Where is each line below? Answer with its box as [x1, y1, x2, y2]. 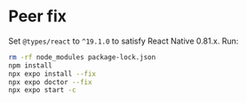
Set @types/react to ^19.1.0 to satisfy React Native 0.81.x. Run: [8, 36, 239, 46]
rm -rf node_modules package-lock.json [8, 52, 156, 61]
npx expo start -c [8, 86, 76, 95]
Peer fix [8, 6, 68, 27]
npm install [8, 60, 52, 70]
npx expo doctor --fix [8, 77, 92, 86]
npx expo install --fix [8, 69, 97, 78]
